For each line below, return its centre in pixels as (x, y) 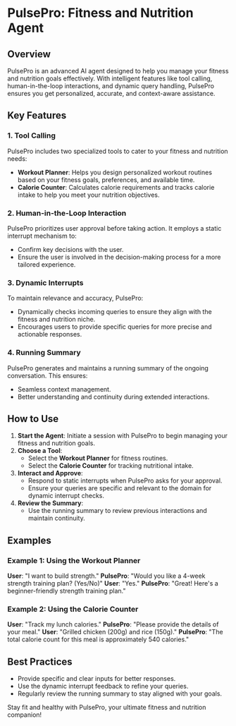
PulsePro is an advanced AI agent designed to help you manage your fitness (118, 71)
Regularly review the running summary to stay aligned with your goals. (120, 694)
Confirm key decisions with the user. (70, 249)
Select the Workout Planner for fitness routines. (98, 458)
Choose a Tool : (40, 451)
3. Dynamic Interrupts (45, 282)
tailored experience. (46, 264)
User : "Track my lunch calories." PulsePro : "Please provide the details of (113, 624)
